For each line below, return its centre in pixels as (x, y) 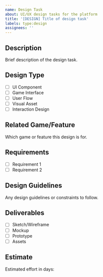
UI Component (27, 87)
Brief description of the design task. (41, 60)
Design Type (25, 75)
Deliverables (25, 213)
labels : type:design (26, 23)
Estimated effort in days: (30, 269)
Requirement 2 (27, 170)
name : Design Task (24, 10)
